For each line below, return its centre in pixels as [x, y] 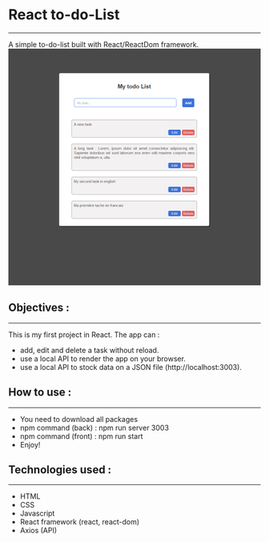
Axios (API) [38, 531]
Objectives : [39, 308]
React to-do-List [64, 15]
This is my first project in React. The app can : [84, 335]
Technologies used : [60, 470]
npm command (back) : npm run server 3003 [94, 428]
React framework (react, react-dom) [80, 522]
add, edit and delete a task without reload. [89, 350]
